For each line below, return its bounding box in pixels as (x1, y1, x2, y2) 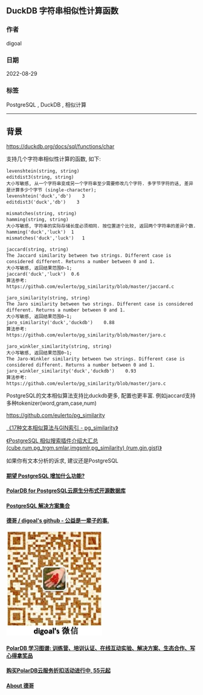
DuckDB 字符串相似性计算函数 (6, 5, 119, 16)
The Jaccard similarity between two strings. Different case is (6, 253, 172, 259)
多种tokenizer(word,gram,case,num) (6, 399, 97, 407)
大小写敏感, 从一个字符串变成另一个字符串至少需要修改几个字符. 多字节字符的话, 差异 (6, 181, 193, 187)
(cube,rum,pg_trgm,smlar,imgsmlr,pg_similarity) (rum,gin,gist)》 (6, 444, 162, 451)
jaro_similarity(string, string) (6, 295, 91, 301)
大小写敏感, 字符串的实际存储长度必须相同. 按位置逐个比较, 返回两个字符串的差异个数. (6, 223, 196, 229)
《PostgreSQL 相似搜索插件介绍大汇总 (6, 437, 98, 444)
